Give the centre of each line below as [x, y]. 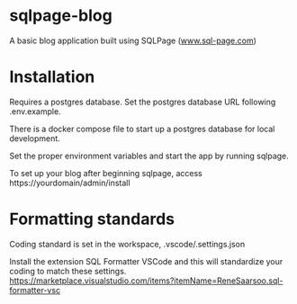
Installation [52, 77]
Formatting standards [92, 219]
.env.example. [35, 111]
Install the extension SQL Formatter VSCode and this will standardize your [146, 261]
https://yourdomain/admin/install [70, 183]
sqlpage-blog [61, 16]
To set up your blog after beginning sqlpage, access [106, 173]
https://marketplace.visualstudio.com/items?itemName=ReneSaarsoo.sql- [146, 281]
